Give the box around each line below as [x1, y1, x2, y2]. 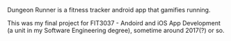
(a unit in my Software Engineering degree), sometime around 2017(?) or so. [7, 27, 225, 34]
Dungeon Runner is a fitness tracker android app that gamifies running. [7, 6, 211, 14]
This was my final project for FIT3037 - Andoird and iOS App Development [7, 19, 221, 27]
